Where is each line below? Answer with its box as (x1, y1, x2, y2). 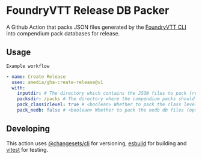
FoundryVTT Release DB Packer (6, 4, 170, 17)
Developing (6, 124, 50, 134)
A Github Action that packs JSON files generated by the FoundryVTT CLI (6, 23, 186, 31)
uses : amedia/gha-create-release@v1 (11, 79, 103, 85)
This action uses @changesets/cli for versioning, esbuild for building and (6, 139, 187, 147)
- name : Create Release (6, 73, 66, 80)
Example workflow (6, 63, 50, 69)
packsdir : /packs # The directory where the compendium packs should (17, 96, 195, 102)
